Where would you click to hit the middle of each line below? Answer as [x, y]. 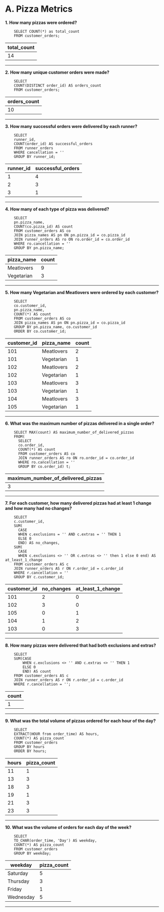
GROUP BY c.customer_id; [39, 577]
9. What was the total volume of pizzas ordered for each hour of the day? [81, 721]
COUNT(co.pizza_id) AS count [43, 226]
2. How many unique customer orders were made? [57, 72]
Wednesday [21, 897]
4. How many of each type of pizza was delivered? [57, 209]
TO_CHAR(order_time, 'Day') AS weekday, [55, 840]
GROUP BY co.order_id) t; [44, 467]
